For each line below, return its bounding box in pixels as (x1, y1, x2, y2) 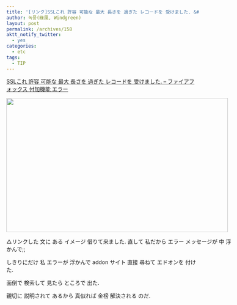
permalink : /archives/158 (6, 26, 72, 32)
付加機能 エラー (29, 85, 68, 92)
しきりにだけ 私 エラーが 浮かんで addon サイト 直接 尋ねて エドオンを (6, 258, 184, 266)
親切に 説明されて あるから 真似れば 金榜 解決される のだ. (6, 292, 151, 299)
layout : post (6, 20, 40, 26)
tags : (6, 54, 20, 61)
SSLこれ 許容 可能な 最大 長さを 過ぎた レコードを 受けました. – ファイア (6, 78, 189, 85)
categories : (6, 43, 37, 50)
